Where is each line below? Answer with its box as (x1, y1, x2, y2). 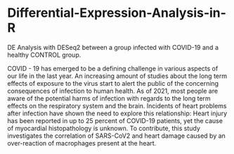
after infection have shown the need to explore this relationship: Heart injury (7, 109, 228, 117)
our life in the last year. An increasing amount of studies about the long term (7, 72, 227, 80)
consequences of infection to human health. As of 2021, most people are (7, 86, 219, 95)
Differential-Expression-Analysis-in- (7, 5, 227, 21)
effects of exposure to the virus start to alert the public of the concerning (7, 79, 219, 87)
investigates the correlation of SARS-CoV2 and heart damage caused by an (7, 131, 226, 140)
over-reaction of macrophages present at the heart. (7, 139, 157, 147)
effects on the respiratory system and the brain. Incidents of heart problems (7, 101, 227, 110)
